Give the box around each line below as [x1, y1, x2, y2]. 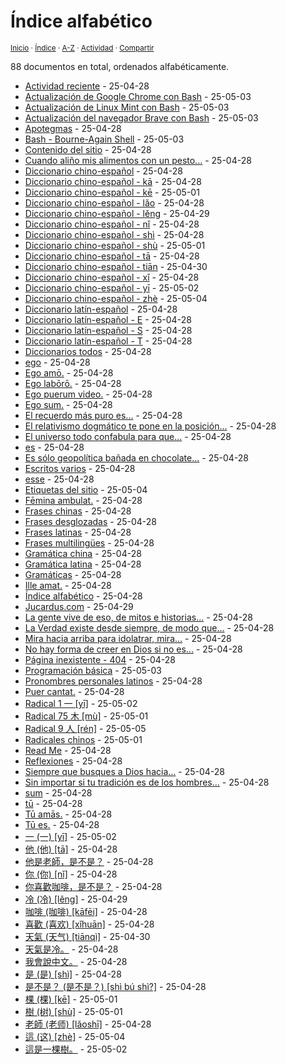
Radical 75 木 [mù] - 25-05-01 [24, 710, 149, 722]
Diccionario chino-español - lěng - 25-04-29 [24, 207, 210, 219]
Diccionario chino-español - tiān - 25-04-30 [24, 260, 208, 272]
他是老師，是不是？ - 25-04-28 [24, 855, 154, 867]
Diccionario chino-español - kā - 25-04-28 [24, 175, 202, 187]
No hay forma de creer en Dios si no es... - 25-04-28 [24, 643, 243, 655]
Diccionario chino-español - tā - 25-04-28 [24, 250, 200, 262]
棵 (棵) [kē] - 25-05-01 [24, 993, 118, 1005]
